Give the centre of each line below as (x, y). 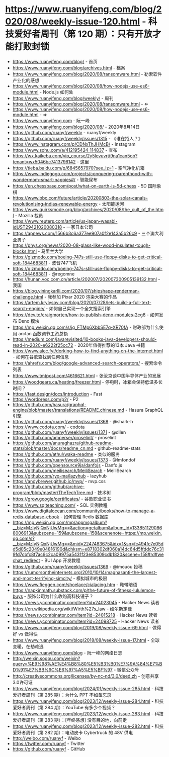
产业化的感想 (26, 80)
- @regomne (62, 274)
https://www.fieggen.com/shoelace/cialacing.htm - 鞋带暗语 (75, 585)
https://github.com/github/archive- (49, 487)
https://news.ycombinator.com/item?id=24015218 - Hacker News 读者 (85, 615)
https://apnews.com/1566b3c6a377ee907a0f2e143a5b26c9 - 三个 (81, 233)
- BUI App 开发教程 (61, 560)
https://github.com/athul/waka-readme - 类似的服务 (66, 454)
